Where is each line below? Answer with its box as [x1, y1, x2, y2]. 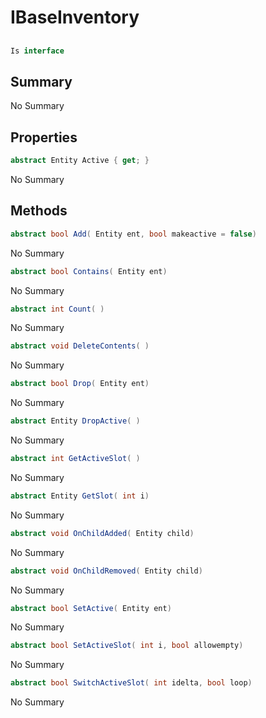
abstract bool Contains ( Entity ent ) [10, 266, 168, 276]
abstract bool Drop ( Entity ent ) [10, 379, 150, 389]
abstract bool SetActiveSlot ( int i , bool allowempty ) [10, 641, 244, 651]
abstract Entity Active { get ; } [10, 156, 150, 166]
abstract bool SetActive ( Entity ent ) [10, 603, 172, 613]
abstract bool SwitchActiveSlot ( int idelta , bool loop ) [10, 678, 253, 688]
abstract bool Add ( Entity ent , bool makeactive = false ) [10, 229, 257, 239]
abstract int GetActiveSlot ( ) [10, 454, 141, 464]
